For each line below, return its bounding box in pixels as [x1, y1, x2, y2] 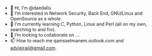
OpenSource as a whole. [10, 16, 62, 21]
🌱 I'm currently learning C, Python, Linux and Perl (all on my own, [10, 21, 147, 27]
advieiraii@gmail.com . [10, 45, 57, 51]
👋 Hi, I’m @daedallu [10, 5, 52, 11]
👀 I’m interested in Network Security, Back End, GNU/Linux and [10, 10, 143, 16]
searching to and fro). [10, 26, 56, 33]
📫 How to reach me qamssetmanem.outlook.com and [10, 38, 124, 43]
